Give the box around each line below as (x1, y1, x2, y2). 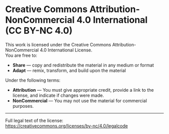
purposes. (12, 103, 34, 109)
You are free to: (5, 52, 38, 58)
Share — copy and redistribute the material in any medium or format (12, 62, 154, 68)
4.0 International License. (40, 47, 93, 53)
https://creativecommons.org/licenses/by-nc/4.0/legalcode (5, 122, 128, 129)
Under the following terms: (5, 77, 61, 83)
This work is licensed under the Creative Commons (5, 41, 112, 47)
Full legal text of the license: (5, 117, 64, 123)
